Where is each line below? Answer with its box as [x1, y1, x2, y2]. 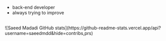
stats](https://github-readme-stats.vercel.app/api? [55, 25, 161, 31]
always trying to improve [12, 10, 64, 16]
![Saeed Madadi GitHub [5, 25, 54, 31]
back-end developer [12, 5, 55, 10]
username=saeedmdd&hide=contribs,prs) [5, 30, 93, 36]
